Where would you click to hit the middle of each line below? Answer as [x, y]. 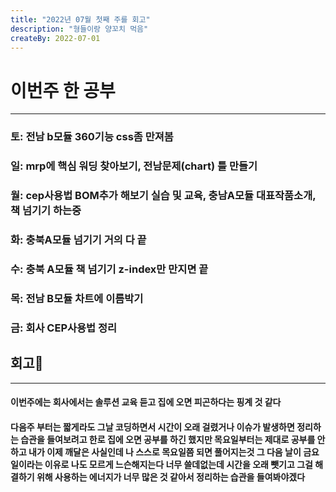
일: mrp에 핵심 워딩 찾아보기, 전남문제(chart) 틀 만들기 [134, 166]
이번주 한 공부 [63, 90]
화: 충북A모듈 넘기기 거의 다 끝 [78, 239]
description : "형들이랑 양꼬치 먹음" [79, 29]
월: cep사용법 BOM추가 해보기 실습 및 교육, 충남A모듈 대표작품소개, [163, 196]
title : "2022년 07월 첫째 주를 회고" [80, 19]
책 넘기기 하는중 [46, 211]
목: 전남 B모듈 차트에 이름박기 [77, 298]
